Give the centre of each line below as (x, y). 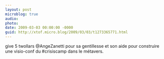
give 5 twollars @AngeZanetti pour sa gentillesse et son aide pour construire (82, 46)
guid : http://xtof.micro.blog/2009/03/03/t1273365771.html (67, 32)
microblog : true (22, 14)
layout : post (18, 10)
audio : (12, 19)
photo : (12, 23)
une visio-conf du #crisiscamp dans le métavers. (54, 51)
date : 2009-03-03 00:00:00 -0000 (39, 28)
